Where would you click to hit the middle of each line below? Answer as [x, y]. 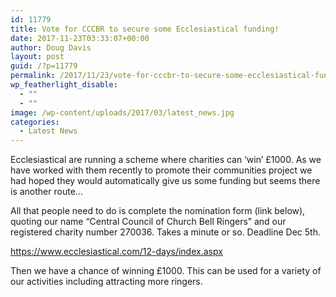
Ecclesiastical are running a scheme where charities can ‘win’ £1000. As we [166, 160]
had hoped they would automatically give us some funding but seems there [165, 181]
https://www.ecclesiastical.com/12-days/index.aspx [116, 252]
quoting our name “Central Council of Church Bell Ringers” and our [148, 222]
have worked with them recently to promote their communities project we [161, 170]
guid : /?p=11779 [44, 66]
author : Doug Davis [51, 47]
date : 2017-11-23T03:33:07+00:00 [80, 38]
